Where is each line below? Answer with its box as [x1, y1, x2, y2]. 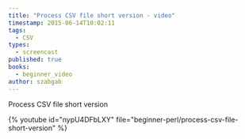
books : [8, 63, 30, 71]
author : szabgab [8, 77, 62, 85]
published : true [8, 56, 62, 64]
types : [8, 41, 30, 49]
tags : [8, 26, 26, 34]
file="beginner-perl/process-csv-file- [116, 115, 239, 124]
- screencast [15, 48, 59, 56]
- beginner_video [15, 70, 73, 78]
